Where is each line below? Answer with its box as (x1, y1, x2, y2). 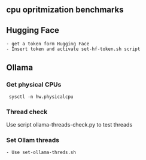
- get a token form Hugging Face (6, 41, 90, 47)
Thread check (6, 107, 48, 116)
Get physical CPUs (6, 80, 62, 88)
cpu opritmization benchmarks (6, 5, 124, 15)
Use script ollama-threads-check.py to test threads (6, 121, 133, 128)
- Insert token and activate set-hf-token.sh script (6, 46, 141, 53)
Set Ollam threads (6, 136, 60, 144)
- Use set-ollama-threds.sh (6, 149, 77, 156)
